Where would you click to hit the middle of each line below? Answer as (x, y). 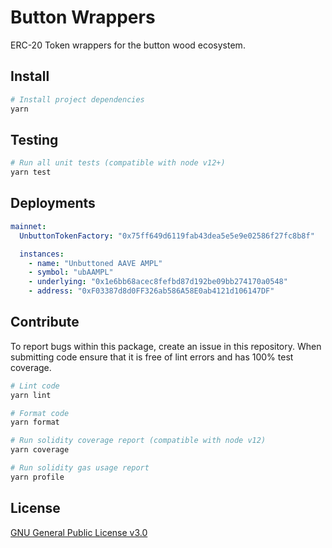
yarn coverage (40, 450)
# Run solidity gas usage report (80, 468)
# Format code (40, 413)
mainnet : (28, 226)
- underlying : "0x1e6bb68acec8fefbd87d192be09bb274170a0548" (158, 282)
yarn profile (37, 477)
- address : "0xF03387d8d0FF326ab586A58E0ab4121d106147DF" (151, 291)
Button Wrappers (83, 17)
